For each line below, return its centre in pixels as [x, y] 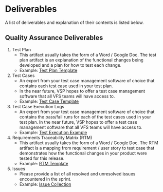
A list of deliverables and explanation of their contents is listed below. [74, 22]
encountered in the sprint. [45, 179]
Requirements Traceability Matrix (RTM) [52, 137]
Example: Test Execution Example [53, 132]
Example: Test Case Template [49, 101]
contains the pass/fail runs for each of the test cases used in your [85, 117]
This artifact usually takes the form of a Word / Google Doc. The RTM [89, 143]
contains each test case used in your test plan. [66, 86]
